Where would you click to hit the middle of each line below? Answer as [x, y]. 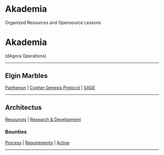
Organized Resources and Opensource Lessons [53, 22]
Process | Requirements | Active [37, 142]
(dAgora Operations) [26, 56]
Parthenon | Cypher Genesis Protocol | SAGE [50, 88]
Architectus [23, 108]
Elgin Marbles [26, 76]
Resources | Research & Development [43, 119]
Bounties [16, 132]
